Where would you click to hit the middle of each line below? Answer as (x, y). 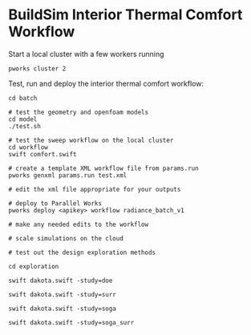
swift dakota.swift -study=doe (61, 281)
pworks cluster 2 (37, 69)
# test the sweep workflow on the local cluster (91, 140)
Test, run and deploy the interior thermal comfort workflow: (106, 83)
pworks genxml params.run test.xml (68, 175)
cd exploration (34, 266)
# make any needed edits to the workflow (79, 224)
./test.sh (25, 126)
